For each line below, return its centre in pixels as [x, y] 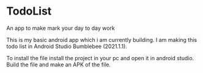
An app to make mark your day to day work [61, 28]
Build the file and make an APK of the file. [59, 64]
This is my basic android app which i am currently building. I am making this [102, 40]
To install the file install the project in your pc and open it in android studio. [100, 58]
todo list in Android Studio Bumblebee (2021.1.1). [67, 46]
